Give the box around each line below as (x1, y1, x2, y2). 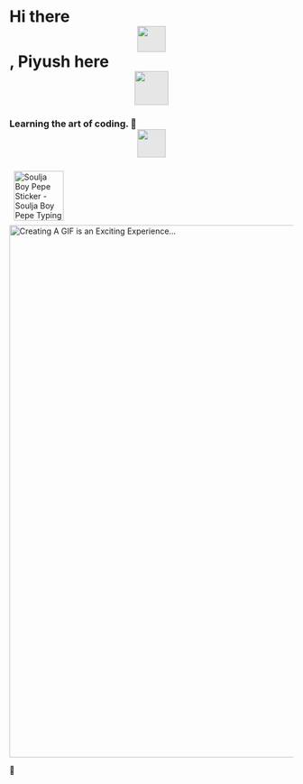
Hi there (9, 6, 70, 27)
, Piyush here (9, 51, 110, 72)
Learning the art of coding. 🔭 (9, 117, 137, 130)
